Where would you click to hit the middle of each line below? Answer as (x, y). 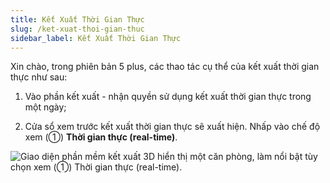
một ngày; (45, 107)
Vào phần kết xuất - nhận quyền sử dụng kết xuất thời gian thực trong (168, 97)
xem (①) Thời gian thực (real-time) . (101, 137)
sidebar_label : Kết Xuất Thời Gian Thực (96, 38)
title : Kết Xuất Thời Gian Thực (77, 19)
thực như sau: (39, 77)
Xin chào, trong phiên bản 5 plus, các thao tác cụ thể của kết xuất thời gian (165, 67)
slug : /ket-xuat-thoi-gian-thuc (77, 29)
